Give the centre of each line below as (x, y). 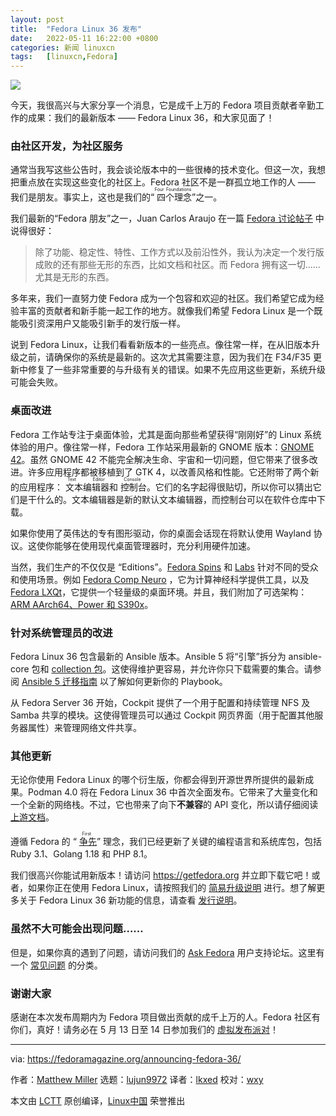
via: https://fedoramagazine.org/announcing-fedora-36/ (126, 1058)
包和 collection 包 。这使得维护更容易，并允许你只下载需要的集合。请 (172, 669)
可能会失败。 (36, 382)
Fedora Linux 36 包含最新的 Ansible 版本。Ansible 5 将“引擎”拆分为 (148, 657)
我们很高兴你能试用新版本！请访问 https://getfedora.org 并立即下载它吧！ (161, 875)
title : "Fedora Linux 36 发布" (76, 29)
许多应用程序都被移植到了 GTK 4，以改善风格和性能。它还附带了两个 (169, 472)
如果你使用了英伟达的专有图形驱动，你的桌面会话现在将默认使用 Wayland (161, 533)
